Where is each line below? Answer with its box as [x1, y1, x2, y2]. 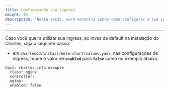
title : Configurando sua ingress [5, 7, 75, 13]
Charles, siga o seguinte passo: [5, 41, 70, 47]
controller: [10, 74, 35, 79]
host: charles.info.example [5, 65, 64, 70]
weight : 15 [5, 12, 28, 17]
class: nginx [10, 70, 37, 75]
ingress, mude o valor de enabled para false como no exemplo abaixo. [12, 56, 159, 62]
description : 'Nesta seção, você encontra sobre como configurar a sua [5, 17, 158, 22]
